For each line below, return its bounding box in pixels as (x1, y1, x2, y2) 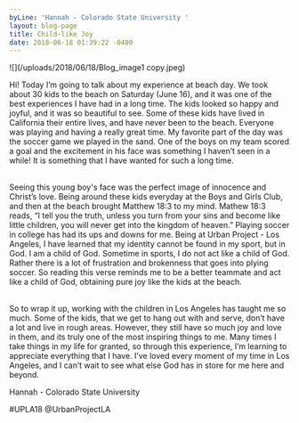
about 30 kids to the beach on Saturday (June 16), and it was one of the (9, 89, 272, 100)
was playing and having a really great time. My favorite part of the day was (9, 126, 283, 138)
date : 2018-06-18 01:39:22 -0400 (9, 37, 133, 47)
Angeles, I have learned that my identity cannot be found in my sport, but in (9, 239, 287, 249)
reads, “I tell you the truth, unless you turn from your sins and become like (9, 210, 281, 221)
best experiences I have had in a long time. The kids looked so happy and (9, 99, 279, 110)
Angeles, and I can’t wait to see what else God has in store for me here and (9, 360, 285, 370)
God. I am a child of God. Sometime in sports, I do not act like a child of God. (9, 248, 290, 259)
